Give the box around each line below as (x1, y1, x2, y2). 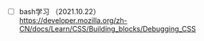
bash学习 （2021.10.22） (18, 7, 100, 16)
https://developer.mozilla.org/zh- (18, 16, 128, 25)
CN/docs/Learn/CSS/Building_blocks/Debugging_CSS (18, 24, 197, 34)
